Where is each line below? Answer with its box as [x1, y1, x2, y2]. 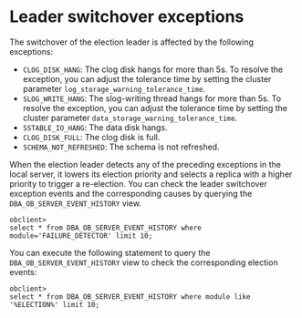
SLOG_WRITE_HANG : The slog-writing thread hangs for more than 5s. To [22, 93, 281, 104]
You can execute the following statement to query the [9, 247, 211, 258]
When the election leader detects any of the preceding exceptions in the [9, 159, 281, 169]
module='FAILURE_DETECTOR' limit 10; [9, 231, 153, 241]
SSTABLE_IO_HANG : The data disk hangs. [22, 121, 168, 133]
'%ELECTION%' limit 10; [9, 300, 100, 309]
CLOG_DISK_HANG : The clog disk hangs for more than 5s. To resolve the [22, 64, 284, 75]
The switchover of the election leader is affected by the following [9, 36, 254, 47]
